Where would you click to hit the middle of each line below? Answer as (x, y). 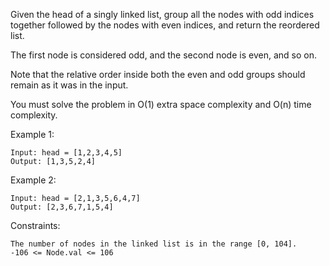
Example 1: (32, 134)
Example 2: (33, 180)
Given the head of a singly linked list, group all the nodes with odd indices (162, 14)
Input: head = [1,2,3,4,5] (66, 153)
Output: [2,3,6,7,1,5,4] (62, 207)
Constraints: (35, 225)
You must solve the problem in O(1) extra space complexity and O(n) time (161, 104)
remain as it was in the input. (69, 85)
